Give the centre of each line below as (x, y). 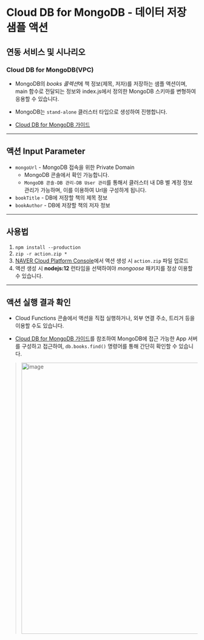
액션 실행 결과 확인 (39, 302)
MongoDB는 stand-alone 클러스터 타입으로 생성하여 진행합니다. (91, 112)
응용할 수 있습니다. (37, 98)
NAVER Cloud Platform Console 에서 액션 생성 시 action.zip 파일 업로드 (102, 260)
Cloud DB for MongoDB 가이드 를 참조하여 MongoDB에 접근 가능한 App (101, 339)
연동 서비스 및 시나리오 (46, 52)
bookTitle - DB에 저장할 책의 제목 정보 (61, 198)
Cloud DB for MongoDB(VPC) (50, 69)
